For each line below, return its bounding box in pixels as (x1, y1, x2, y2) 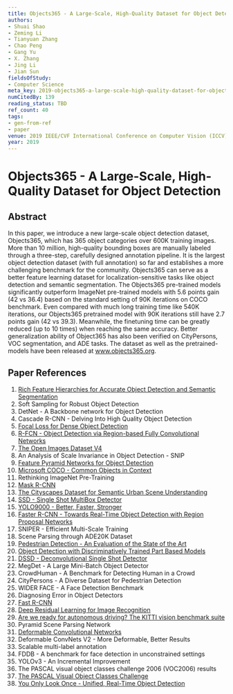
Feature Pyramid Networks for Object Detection (17, 458, 154, 467)
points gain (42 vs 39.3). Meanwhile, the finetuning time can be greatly (8, 318, 210, 326)
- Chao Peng (8, 42, 42, 49)
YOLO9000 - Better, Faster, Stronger (17, 502, 122, 511)
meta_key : (8, 87, 37, 94)
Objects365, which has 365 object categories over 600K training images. (8, 237, 216, 245)
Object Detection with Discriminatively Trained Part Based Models (17, 547, 206, 555)
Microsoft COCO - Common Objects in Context (17, 466, 152, 474)
